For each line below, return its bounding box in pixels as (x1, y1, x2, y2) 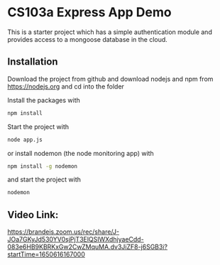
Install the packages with (7, 96, 80, 104)
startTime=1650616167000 (7, 250, 85, 259)
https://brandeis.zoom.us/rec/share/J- (7, 227, 119, 236)
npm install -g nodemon (7, 162, 78, 170)
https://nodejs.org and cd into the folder (7, 82, 124, 91)
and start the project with (7, 175, 82, 184)
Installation (7, 56, 58, 68)
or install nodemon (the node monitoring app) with (7, 149, 154, 157)
